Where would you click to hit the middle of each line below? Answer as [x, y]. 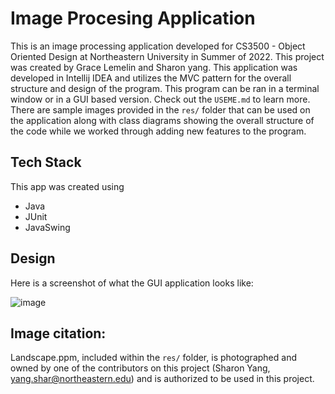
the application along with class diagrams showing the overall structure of [162, 120]
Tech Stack [46, 162]
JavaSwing [47, 227]
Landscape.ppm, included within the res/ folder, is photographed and [153, 358]
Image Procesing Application [133, 18]
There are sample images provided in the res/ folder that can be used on [160, 109]
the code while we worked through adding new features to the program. [158, 131]
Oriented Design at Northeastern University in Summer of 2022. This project [167, 56]
